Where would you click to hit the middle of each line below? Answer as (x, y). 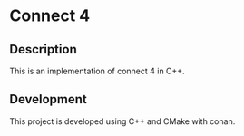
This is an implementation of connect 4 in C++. (97, 71)
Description (43, 49)
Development (49, 99)
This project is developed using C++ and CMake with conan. (122, 121)
